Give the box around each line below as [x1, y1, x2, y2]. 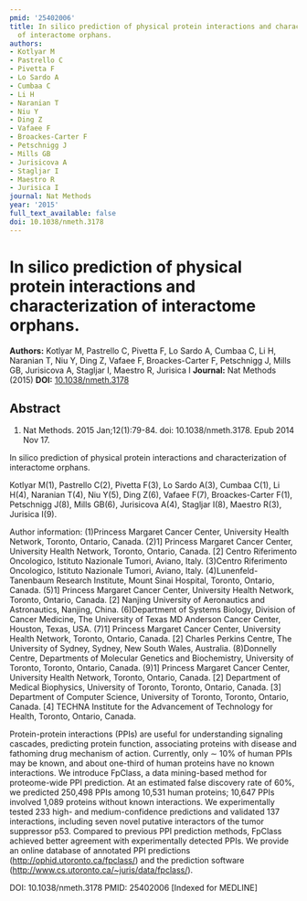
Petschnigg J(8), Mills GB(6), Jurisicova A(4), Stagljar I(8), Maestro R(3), [9, 499, 282, 510]
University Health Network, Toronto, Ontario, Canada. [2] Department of [9, 673, 281, 684]
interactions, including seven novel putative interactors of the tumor [9, 816, 265, 827]
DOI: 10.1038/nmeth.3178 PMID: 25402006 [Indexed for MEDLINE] [9, 883, 259, 894]
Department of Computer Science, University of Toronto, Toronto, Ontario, [9, 692, 290, 703]
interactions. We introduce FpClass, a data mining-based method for [9, 768, 268, 779]
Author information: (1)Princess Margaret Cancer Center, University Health [9, 526, 290, 537]
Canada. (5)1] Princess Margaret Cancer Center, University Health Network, [9, 585, 294, 596]
